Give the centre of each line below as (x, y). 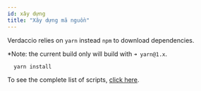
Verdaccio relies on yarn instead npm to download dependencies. (101, 40)
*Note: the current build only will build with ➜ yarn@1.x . (87, 54)
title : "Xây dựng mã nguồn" (49, 20)
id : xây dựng (26, 14)
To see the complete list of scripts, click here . (73, 80)
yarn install (33, 66)
